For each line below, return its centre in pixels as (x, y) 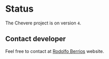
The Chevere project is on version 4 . (43, 23)
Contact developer (36, 39)
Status (20, 9)
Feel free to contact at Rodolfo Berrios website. (55, 51)
